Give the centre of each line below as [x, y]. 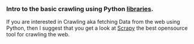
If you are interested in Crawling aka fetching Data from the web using [93, 22]
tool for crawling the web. [38, 34]
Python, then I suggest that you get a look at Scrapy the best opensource [97, 28]
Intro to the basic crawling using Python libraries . [80, 9]
